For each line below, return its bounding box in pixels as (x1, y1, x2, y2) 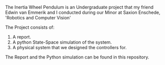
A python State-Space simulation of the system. (12, 39, 112, 45)
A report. (12, 34, 31, 40)
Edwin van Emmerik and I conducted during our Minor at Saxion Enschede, (5, 9, 160, 15)
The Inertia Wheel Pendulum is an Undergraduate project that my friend (5, 4, 153, 10)
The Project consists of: (5, 24, 55, 30)
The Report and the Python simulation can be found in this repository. (5, 54, 149, 60)
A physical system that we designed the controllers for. (12, 45, 127, 50)
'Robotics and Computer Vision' (5, 15, 71, 20)
